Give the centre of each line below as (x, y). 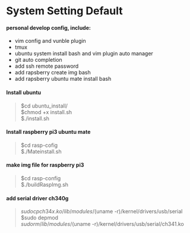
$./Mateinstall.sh (41, 151)
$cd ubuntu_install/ (44, 106)
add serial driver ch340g (37, 198)
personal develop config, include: (48, 27)
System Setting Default (64, 11)
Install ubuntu (24, 92)
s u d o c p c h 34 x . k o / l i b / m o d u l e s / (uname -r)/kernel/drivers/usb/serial (102, 212)
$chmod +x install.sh (46, 112)
